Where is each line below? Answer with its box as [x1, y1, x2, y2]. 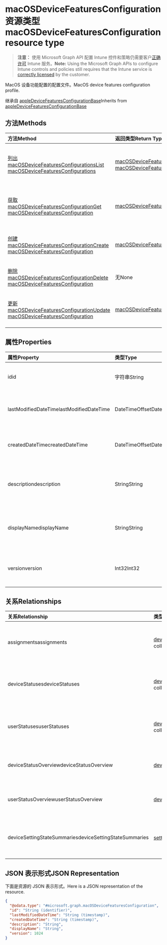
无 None [115, 273, 133, 280]
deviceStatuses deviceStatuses [7, 681, 80, 688]
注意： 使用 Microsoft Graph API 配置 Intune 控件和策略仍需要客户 [17, 54, 153, 60]
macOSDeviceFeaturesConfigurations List [7, 161, 104, 168]
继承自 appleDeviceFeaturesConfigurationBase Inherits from [5, 97, 127, 103]
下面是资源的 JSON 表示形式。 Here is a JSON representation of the [5, 883, 143, 889]
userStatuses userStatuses [7, 723, 70, 730]
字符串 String [114, 373, 144, 380]
